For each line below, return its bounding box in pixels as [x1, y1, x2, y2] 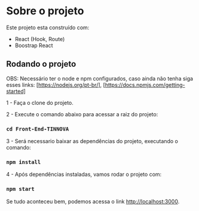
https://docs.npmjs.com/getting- [105, 81, 185, 88]
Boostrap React [14, 42, 53, 49]
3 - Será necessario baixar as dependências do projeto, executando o [6, 138, 178, 145]
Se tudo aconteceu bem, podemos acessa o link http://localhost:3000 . [6, 198, 180, 205]
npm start [6, 186, 35, 193]
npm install [6, 159, 41, 165]
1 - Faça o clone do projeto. [6, 99, 74, 106]
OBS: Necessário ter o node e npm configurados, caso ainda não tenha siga [6, 75, 193, 82]
